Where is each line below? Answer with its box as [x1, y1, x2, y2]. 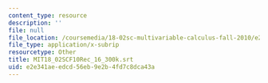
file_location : [8, 33, 59, 42]
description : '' [8, 19, 62, 27]
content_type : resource [8, 11, 88, 20]
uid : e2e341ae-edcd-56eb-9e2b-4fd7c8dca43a [8, 63, 156, 71]
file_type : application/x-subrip [8, 41, 120, 49]
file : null [8, 26, 45, 34]
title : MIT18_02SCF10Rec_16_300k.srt [8, 56, 134, 64]
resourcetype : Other [8, 48, 77, 56]
